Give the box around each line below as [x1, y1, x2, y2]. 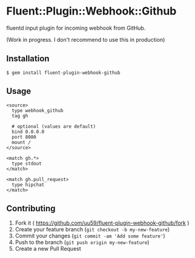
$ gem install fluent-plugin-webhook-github [6, 70, 121, 76]
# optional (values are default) [12, 123, 96, 130]
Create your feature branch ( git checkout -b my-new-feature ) [15, 226, 170, 233]
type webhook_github [12, 107, 64, 113]
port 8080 [12, 134, 36, 140]
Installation [6, 53, 50, 64]
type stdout [12, 160, 42, 167]
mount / [12, 139, 31, 145]
